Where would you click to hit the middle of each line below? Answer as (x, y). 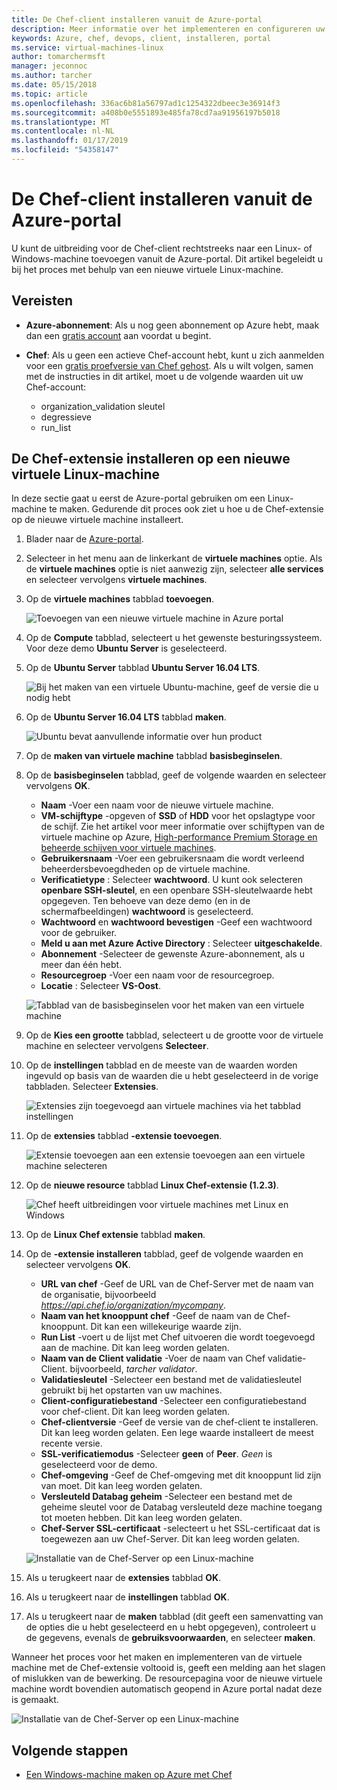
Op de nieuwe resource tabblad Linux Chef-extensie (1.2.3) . (152, 1185)
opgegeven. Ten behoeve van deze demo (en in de (145, 901)
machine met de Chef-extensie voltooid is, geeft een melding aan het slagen (168, 1668)
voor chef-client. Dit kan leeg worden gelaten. (135, 1412)
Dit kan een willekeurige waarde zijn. (166, 1327)
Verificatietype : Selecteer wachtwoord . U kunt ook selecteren (172, 880)
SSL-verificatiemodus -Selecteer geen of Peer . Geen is (156, 1454)
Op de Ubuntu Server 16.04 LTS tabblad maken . (126, 717)
